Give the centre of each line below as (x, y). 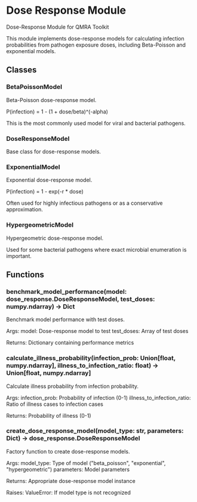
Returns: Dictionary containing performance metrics (70, 343)
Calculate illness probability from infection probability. (73, 386)
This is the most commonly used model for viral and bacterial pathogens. (96, 123)
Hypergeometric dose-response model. (55, 238)
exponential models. (31, 51)
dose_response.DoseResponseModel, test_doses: (81, 299)
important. (19, 256)
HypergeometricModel (40, 225)
